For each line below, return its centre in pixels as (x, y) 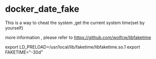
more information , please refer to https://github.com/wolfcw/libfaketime (78, 37)
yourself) (14, 28)
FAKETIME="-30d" (24, 52)
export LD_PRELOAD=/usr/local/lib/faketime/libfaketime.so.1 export (73, 47)
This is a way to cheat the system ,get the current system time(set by (75, 23)
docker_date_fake (42, 9)
